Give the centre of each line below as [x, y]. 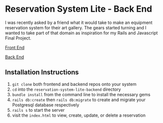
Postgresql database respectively [45, 105]
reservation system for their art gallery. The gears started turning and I [76, 27]
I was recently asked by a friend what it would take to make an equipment [79, 22]
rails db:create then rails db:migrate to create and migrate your [79, 100]
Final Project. [18, 38]
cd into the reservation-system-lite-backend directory [66, 89]
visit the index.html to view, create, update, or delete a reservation [79, 115]
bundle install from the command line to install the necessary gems [81, 94]
